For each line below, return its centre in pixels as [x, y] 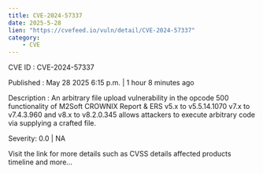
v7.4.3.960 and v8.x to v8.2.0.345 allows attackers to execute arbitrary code [132, 115]
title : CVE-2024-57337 [45, 15]
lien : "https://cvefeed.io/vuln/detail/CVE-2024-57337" [102, 30]
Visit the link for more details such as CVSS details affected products [120, 154]
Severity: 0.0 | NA [37, 138]
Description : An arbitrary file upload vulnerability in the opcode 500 [119, 98]
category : [24, 38]
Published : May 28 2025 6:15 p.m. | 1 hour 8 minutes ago [101, 83]
